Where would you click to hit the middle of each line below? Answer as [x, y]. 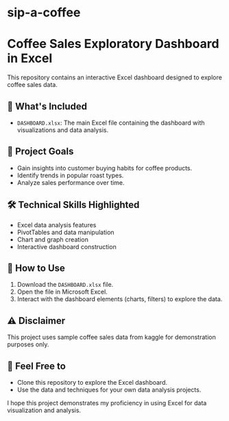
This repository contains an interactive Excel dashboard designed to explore [115, 77]
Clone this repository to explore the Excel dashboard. [92, 382]
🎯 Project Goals [40, 152]
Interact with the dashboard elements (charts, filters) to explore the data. [120, 299]
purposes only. [28, 344]
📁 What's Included [47, 106]
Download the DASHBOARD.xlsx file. [65, 285]
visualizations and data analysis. [62, 130]
